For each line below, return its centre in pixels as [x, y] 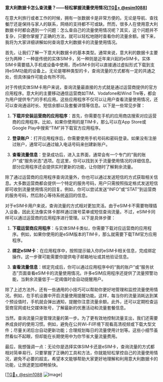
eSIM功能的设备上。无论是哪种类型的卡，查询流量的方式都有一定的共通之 [82, 71]
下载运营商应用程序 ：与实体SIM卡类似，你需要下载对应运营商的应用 [80, 228]
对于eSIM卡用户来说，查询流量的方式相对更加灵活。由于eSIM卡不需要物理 [79, 206]
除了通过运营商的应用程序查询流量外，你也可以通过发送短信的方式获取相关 [79, 177]
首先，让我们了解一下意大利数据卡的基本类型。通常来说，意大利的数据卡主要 [81, 52]
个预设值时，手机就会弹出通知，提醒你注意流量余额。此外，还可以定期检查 [79, 302]
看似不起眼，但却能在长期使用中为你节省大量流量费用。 [64, 336]
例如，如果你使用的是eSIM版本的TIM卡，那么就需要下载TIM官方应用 [89, 234]
